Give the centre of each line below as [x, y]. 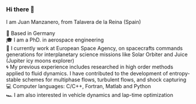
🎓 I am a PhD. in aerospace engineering [55, 40]
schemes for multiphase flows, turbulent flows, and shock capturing [104, 80]
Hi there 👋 [20, 9]
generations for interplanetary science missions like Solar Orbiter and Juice [97, 54]
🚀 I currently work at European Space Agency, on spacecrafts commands [94, 48]
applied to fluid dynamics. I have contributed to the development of [87, 74]
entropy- [180, 74]
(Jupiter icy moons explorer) [40, 61]
